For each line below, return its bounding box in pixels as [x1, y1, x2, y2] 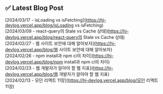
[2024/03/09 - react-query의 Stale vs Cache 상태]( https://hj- [5, 28, 129, 34]
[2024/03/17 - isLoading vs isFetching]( [5, 17, 86, 23]
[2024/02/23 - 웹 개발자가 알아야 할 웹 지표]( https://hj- [5, 65, 113, 71]
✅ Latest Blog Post [5, 4, 63, 12]
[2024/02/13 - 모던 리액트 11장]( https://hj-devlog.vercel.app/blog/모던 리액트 [5, 77, 159, 83]
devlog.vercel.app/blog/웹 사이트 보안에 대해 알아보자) [5, 46, 112, 52]
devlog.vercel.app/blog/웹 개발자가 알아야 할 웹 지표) [5, 71, 110, 77]
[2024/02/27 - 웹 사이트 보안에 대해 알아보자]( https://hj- [5, 40, 116, 46]
